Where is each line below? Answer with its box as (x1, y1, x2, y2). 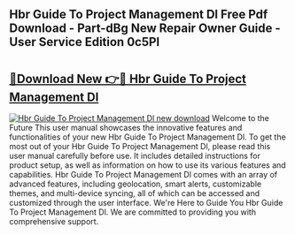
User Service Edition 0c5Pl (9, 34, 160, 49)
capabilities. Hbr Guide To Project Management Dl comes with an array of (9, 170, 278, 179)
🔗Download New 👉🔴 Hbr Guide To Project (9, 71, 246, 87)
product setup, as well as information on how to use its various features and (9, 160, 286, 171)
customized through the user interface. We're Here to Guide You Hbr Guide (9, 198, 283, 208)
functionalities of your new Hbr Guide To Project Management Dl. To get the (9, 132, 286, 142)
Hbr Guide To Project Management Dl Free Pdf (9, 7, 268, 22)
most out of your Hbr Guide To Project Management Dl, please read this (9, 141, 271, 151)
